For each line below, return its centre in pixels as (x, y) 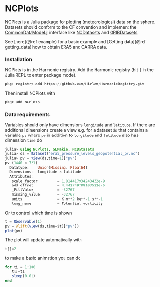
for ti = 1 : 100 (20, 267)
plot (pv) (14, 231)
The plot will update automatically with (44, 240)
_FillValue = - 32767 (43, 190)
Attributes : (22, 176)
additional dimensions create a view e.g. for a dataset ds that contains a (77, 130)
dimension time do (24, 140)
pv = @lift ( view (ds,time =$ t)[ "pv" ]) (42, 226)
